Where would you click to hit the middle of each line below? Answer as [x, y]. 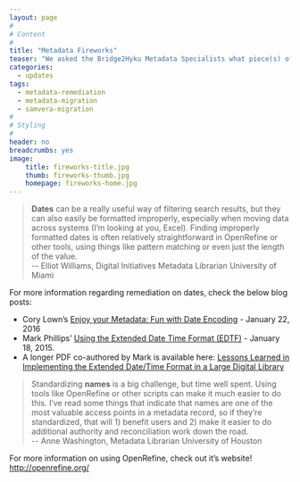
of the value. [54, 256]
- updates [35, 76]
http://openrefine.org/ [49, 468]
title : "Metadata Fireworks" [63, 51]
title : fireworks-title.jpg [77, 167]
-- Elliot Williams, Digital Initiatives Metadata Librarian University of [154, 266]
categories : [31, 68]
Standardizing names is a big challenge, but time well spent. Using [154, 384]
